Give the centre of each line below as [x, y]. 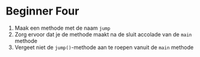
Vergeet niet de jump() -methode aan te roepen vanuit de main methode [104, 47]
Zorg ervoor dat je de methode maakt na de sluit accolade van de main [103, 34]
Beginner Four [43, 11]
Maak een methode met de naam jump [62, 28]
